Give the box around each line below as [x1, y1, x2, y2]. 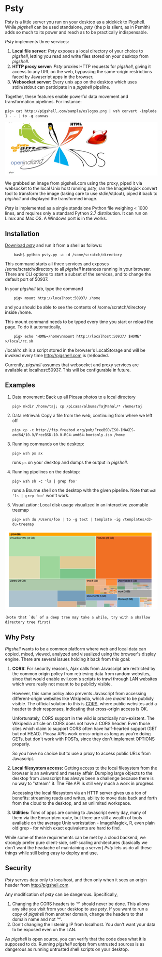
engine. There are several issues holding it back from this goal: [5, 656, 131, 662]
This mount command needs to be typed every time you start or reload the [5, 319, 154, 324]
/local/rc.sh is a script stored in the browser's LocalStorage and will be [5, 347, 146, 353]
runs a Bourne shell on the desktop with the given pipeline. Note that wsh [12, 487, 157, 493]
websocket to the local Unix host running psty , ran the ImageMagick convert [5, 185, 158, 192]
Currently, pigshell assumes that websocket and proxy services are [5, 362, 139, 368]
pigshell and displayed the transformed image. [5, 196, 98, 202]
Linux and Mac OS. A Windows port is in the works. [5, 215, 107, 221]
